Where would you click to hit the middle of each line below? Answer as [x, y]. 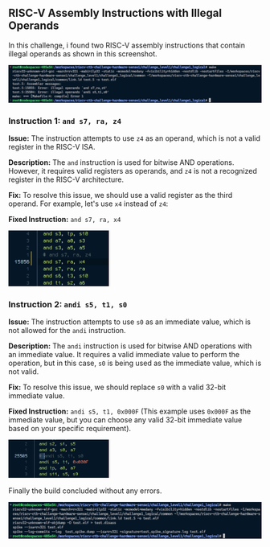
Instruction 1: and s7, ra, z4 [65, 121]
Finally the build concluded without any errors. [85, 491]
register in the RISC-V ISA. [52, 146]
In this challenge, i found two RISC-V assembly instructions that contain [127, 45]
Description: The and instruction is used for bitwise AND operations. [121, 162]
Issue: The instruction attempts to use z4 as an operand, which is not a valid [135, 138]
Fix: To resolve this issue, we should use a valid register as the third [121, 195]
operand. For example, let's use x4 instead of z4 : [88, 204]
